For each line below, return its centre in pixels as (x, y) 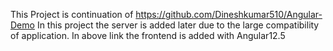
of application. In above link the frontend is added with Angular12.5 (148, 35)
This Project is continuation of (72, 14)
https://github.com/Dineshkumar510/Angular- (229, 14)
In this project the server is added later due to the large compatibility (178, 25)
